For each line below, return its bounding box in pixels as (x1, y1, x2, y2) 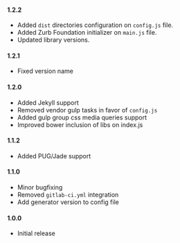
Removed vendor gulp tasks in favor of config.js (17, 106, 158, 114)
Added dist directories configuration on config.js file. (17, 21, 174, 29)
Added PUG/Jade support (17, 151, 91, 160)
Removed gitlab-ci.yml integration (17, 191, 119, 199)
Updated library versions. (17, 35, 90, 44)
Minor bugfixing (17, 183, 63, 192)
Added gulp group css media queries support (17, 113, 147, 121)
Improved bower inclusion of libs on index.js (17, 120, 143, 128)
